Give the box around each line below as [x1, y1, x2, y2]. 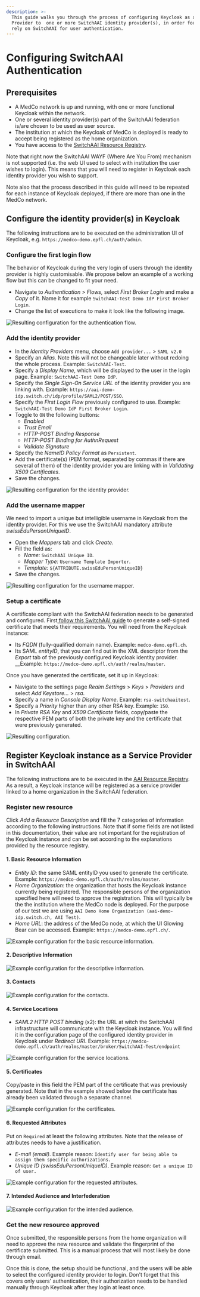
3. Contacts [6, 978, 36, 985]
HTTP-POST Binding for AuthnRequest [23, 437, 119, 444]
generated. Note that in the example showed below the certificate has [6, 1087, 177, 1095]
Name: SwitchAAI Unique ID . [23, 551, 94, 558]
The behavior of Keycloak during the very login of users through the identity [6, 264, 192, 272]
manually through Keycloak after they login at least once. [6, 1284, 146, 1291]
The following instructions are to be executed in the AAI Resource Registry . [6, 776, 190, 783]
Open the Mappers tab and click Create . [14, 539, 114, 546]
